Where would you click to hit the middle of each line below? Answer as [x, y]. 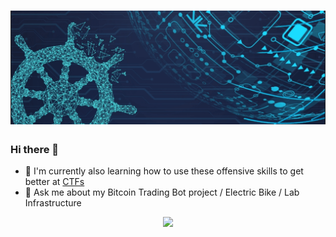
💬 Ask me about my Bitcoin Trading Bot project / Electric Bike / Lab [162, 192]
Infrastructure [53, 203]
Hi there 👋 [35, 149]
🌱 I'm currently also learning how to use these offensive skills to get [164, 171]
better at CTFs [54, 182]
